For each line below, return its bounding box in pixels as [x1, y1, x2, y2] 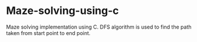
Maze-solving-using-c [6, 4, 119, 17]
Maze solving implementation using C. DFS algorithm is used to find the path [6, 23, 192, 30]
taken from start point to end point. [6, 29, 91, 36]
